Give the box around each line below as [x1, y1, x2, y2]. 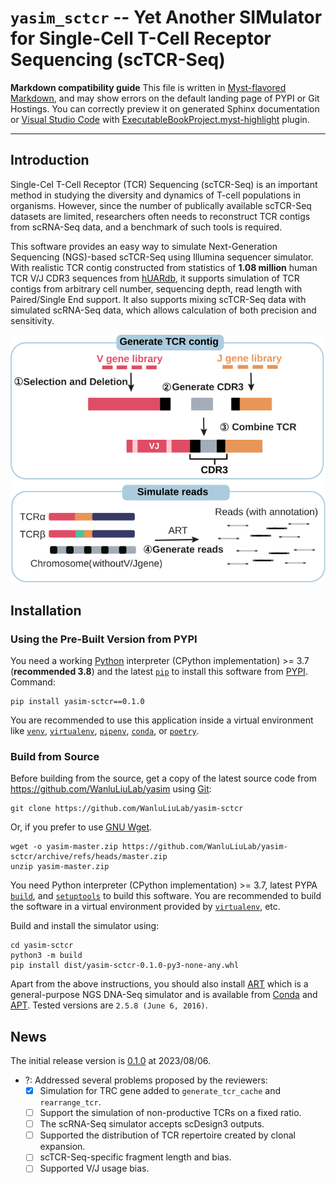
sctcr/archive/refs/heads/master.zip [10, 852, 168, 862]
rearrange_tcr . [39, 1096, 102, 1108]
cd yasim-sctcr [10, 941, 74, 951]
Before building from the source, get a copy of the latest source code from [10, 772, 317, 785]
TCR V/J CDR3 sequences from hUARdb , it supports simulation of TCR [10, 272, 300, 284]
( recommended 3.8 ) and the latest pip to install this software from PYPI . [10, 665, 308, 677]
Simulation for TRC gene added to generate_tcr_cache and [39, 1085, 281, 1097]
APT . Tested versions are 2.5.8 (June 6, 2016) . [10, 999, 208, 1011]
